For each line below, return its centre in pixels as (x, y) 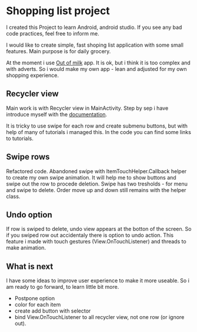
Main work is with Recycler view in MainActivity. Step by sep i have (87, 108)
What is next (30, 266)
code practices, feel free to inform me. (53, 33)
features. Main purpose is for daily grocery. (59, 51)
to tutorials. (20, 138)
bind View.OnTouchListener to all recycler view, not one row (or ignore (99, 317)
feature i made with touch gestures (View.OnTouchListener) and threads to (96, 242)
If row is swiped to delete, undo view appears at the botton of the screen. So (99, 229)
